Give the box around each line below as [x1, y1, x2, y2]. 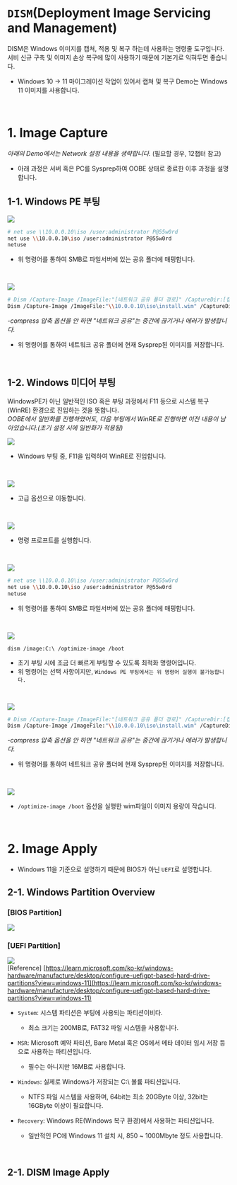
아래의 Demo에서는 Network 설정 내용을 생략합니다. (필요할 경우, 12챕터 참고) [7, 149, 221, 157]
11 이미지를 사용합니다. [17, 86, 80, 94]
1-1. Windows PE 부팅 [7, 196, 101, 208]
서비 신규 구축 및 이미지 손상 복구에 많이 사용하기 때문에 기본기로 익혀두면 [7, 53, 209, 62]
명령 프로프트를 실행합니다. [17, 536, 92, 544]
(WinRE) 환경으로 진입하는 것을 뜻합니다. [7, 406, 120, 414]
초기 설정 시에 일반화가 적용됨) [39, 423, 123, 432]
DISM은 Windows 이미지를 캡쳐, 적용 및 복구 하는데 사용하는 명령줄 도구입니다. [7, 44, 224, 52]
